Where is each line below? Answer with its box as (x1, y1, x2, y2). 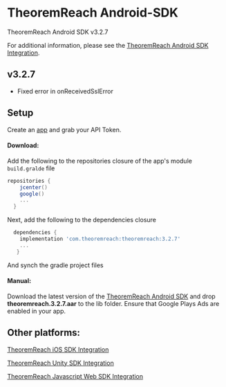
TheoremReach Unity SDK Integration (7, 359, 114, 367)
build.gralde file (7, 164, 55, 172)
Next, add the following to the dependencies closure (7, 216, 157, 224)
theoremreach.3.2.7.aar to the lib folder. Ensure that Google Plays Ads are (7, 299, 220, 307)
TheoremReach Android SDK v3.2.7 (7, 28, 109, 36)
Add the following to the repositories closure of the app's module (7, 156, 192, 165)
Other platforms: (7, 327, 81, 339)
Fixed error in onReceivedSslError (17, 87, 114, 95)
